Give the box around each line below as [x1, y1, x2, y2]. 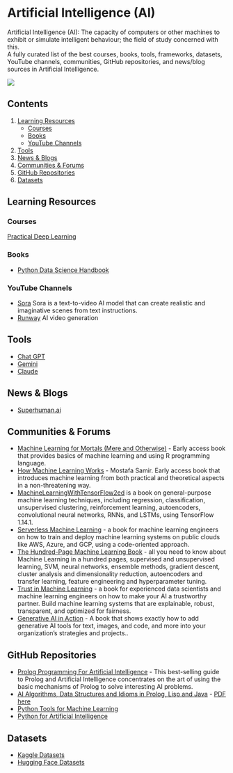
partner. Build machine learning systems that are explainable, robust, [17, 600, 214, 608]
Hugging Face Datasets [17, 758, 85, 767]
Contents [7, 98, 49, 110]
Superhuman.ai [17, 406, 61, 414]
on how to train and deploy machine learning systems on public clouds [17, 533, 220, 541]
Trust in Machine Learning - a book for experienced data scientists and [17, 584, 221, 593]
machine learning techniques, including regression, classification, [17, 496, 205, 504]
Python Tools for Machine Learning [17, 705, 118, 713]
